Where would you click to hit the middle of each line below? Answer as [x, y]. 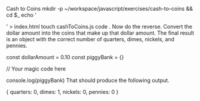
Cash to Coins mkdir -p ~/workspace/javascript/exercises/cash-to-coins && [99, 9]
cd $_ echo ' [21, 15]
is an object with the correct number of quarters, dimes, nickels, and [90, 39]
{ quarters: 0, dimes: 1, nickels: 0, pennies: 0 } [62, 92]
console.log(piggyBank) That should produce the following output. [88, 80]
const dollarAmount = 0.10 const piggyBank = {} [65, 57]
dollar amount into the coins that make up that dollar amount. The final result [100, 33]
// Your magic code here [36, 69]
